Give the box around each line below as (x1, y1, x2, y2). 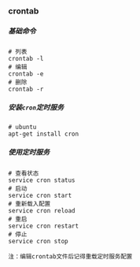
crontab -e (8, 69, 44, 78)
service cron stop (8, 237, 68, 245)
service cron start (8, 191, 72, 199)
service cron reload (8, 206, 76, 214)
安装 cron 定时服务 (8, 102, 64, 112)
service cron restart (8, 222, 79, 230)
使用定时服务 (8, 147, 50, 157)
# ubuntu (8, 123, 37, 131)
